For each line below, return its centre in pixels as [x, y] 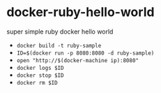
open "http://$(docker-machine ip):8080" [77, 60]
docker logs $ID [40, 68]
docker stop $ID [40, 75]
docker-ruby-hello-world [80, 12]
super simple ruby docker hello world [60, 31]
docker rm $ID [37, 83]
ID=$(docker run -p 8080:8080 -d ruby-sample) [85, 53]
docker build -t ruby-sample [59, 45]
